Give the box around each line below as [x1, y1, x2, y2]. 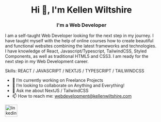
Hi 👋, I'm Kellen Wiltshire [31, 4, 132, 16]
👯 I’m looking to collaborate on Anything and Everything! [12, 83, 125, 88]
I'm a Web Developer [56, 22, 107, 29]
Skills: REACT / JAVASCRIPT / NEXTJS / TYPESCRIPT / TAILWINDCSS [5, 68, 145, 74]
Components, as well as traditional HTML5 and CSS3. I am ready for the [5, 53, 149, 59]
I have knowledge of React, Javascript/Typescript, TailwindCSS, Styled [5, 48, 147, 54]
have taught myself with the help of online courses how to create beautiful [5, 38, 154, 44]
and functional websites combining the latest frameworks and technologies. [5, 43, 157, 49]
